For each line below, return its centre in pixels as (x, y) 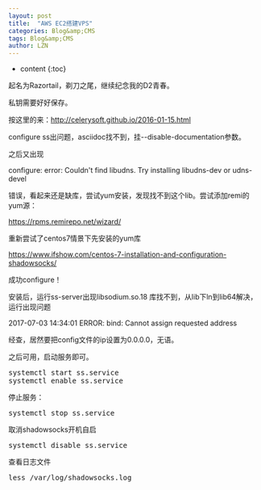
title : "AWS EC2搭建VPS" (50, 23)
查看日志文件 (29, 462)
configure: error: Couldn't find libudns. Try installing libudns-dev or (120, 170)
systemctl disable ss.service (68, 446)
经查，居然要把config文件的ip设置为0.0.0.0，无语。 (93, 340)
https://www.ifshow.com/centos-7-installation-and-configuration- (118, 254)
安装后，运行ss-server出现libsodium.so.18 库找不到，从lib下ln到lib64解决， (133, 297)
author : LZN (28, 46)
